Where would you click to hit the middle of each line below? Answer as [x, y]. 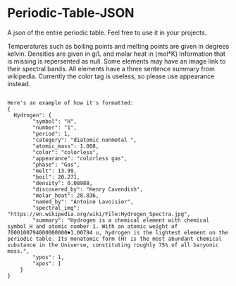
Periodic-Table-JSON [71, 13]
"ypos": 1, [49, 257]
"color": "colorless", [66, 152]
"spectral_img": [56, 208]
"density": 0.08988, [63, 183]
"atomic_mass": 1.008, [66, 146]
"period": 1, [52, 133]
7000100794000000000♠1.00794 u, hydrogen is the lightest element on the [118, 232]
